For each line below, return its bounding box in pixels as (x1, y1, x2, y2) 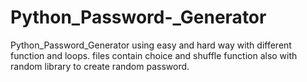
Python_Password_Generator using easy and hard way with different (10, 39, 292, 51)
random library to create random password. (10, 60, 190, 72)
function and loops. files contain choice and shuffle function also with (10, 49, 298, 61)
